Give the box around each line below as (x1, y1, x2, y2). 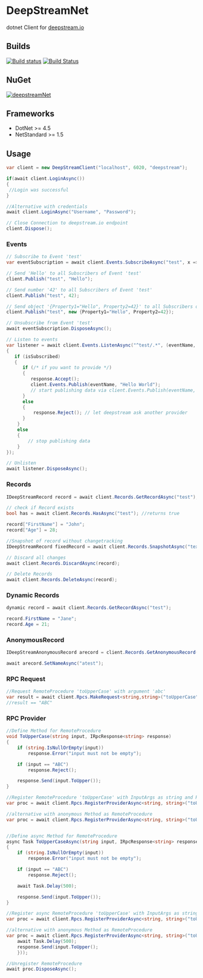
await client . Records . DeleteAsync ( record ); (6, 577, 118, 583)
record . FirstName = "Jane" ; (6, 616, 77, 622)
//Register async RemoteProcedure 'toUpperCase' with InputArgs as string (6, 910, 199, 917)
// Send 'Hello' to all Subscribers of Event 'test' (6, 270, 142, 276)
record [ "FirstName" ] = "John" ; (6, 522, 85, 528)
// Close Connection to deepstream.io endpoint (6, 220, 129, 226)
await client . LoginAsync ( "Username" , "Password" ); (6, 209, 137, 215)
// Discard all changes (6, 554, 66, 561)
